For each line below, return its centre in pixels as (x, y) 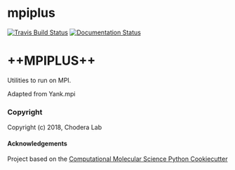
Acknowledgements (38, 143)
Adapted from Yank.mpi (41, 93)
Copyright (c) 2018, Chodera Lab (55, 127)
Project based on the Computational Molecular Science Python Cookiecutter (117, 159)
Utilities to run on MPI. (39, 80)
